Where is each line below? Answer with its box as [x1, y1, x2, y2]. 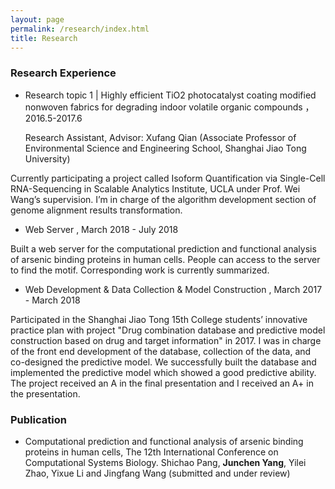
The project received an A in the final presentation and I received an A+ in [10, 377, 314, 389]
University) [24, 152, 71, 165]
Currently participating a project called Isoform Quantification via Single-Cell [10, 172, 326, 184]
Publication [10, 412, 67, 426]
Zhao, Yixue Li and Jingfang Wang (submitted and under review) [24, 467, 291, 479]
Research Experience [10, 66, 117, 80]
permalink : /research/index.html [10, 24, 150, 34]
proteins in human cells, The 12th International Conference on [24, 446, 279, 458]
